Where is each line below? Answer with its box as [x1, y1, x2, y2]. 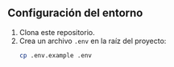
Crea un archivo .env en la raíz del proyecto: [19, 36, 167, 45]
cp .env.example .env [19, 51, 92, 59]
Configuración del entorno [7, 6, 143, 20]
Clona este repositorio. [19, 27, 95, 37]
